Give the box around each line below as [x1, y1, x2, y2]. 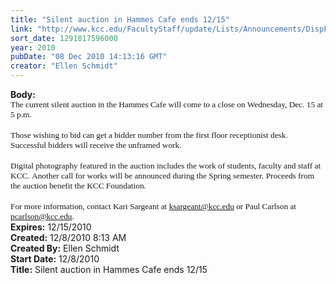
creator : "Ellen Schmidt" [10, 61, 118, 71]
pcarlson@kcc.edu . [10, 211, 75, 221]
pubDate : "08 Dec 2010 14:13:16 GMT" [10, 52, 168, 62]
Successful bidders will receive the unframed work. [10, 140, 182, 150]
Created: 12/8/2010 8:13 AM [10, 232, 127, 243]
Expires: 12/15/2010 [10, 221, 92, 233]
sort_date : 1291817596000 [10, 33, 118, 43]
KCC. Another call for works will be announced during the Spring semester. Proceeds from [10, 171, 315, 181]
